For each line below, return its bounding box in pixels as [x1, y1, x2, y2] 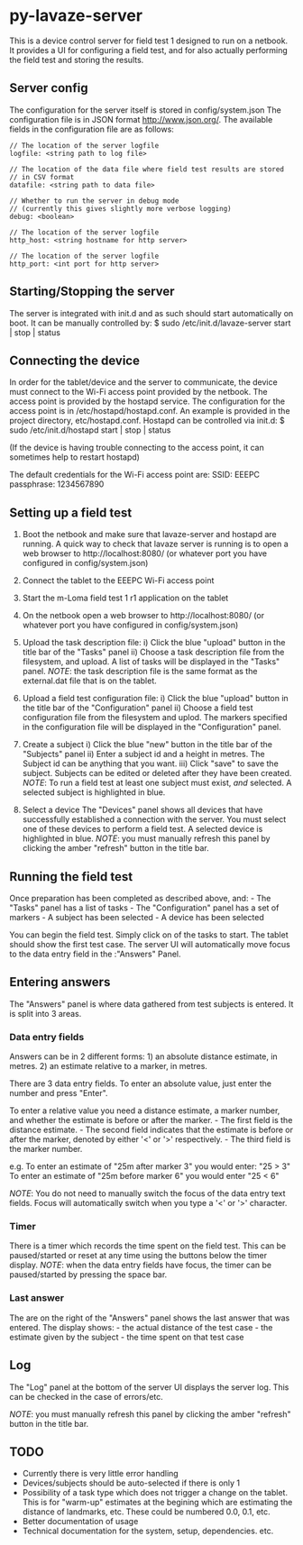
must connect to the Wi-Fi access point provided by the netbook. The [9, 387, 268, 398]
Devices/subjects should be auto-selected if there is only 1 [22, 1477, 241, 1488]
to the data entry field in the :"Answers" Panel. [9, 948, 182, 959]
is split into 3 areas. [9, 1008, 82, 1019]
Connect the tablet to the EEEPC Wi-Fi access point [22, 575, 215, 586]
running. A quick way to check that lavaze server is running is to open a [22, 538, 289, 550]
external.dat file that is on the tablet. [22, 675, 157, 686]
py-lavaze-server [9, 5, 142, 26]
